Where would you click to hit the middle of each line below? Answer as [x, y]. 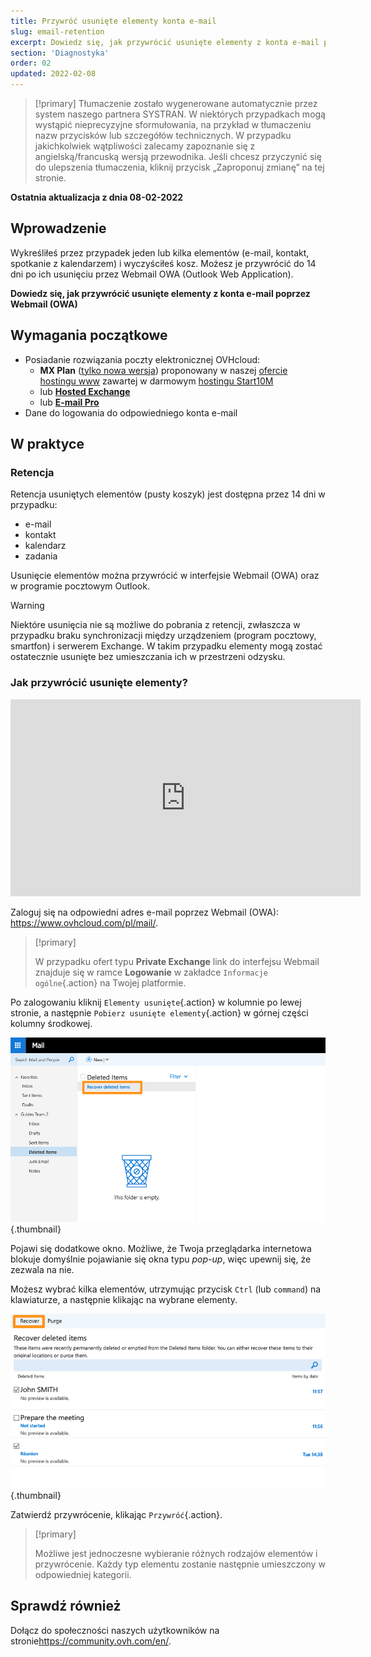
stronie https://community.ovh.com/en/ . [91, 1641]
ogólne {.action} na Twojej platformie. [110, 982]
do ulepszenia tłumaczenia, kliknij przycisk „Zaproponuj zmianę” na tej [179, 167]
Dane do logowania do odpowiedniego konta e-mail [131, 412]
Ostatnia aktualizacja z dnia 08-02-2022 [97, 197]
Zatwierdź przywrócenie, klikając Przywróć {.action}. [116, 1514]
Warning [27, 606]
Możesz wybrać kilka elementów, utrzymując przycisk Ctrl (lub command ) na [166, 1289]
